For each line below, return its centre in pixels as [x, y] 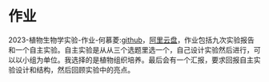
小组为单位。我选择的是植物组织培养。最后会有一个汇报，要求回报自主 [138, 60]
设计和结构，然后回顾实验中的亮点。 [74, 69]
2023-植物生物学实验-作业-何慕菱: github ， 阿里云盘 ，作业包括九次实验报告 [131, 40]
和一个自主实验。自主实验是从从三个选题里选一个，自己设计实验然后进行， [131, 49]
